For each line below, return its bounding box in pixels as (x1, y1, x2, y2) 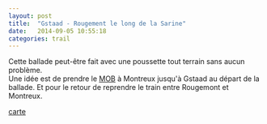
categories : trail (8, 34, 70, 43)
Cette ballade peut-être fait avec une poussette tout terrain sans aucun (8, 57, 245, 66)
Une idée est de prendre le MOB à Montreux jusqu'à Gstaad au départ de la (8, 74, 261, 83)
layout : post (8, 11, 53, 20)
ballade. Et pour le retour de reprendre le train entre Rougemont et (8, 83, 229, 92)
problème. (8, 66, 43, 75)
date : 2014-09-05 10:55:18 (8, 27, 107, 35)
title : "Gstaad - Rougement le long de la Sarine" (8, 19, 186, 28)
